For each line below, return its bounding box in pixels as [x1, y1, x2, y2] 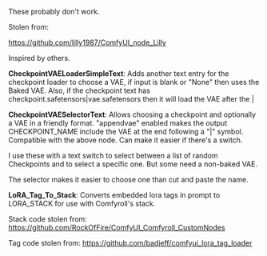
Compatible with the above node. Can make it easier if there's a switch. [8, 135, 243, 145]
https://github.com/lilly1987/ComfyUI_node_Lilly [8, 38, 166, 47]
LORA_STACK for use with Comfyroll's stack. [8, 199, 156, 208]
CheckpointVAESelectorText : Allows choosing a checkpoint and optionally [8, 110, 257, 119]
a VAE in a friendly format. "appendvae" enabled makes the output [8, 118, 228, 127]
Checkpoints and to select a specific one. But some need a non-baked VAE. [8, 159, 258, 169]
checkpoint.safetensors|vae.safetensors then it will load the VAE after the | [8, 94, 254, 103]
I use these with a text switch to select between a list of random [8, 151, 218, 160]
